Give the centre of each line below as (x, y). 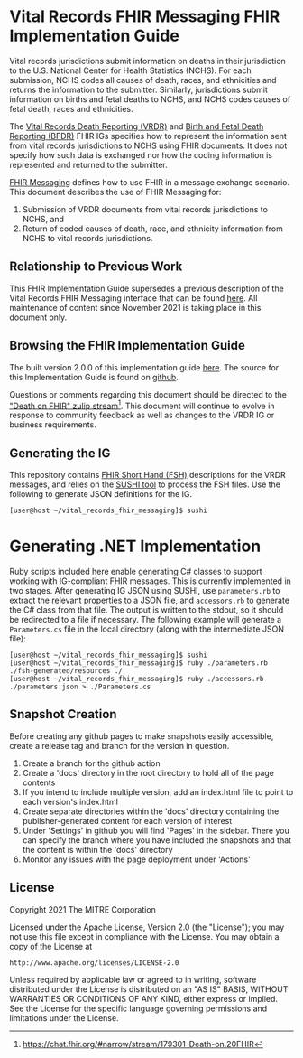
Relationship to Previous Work (96, 267)
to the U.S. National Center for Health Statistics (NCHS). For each (130, 70)
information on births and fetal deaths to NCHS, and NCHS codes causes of (150, 99)
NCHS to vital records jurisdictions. (87, 238)
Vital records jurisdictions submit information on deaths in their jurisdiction (147, 61)
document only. (38, 317)
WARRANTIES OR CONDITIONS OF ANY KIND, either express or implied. (143, 998)
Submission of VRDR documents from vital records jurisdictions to (145, 209)
